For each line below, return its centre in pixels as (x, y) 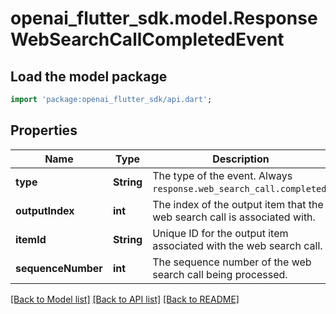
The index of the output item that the (238, 204)
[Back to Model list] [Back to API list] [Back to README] (125, 299)
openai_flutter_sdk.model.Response (164, 18)
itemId (31, 239)
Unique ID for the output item (220, 233)
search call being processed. (220, 274)
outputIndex (45, 210)
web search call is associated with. (234, 217)
